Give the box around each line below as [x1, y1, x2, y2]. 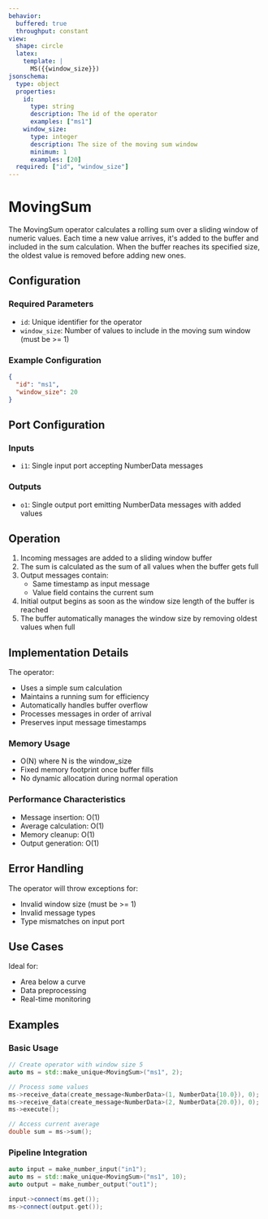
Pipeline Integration [8, 1147, 88, 1158]
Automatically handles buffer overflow [19, 700, 149, 711]
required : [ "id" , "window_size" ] [15, 163, 129, 171]
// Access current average [8, 1120, 100, 1129]
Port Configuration [8, 417, 106, 431]
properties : [15, 87, 57, 96]
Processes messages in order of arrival [19, 709, 152, 719]
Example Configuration [8, 354, 102, 365]
